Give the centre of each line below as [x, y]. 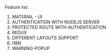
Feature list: [17, 7]
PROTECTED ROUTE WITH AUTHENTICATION [59, 27]
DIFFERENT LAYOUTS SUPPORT [45, 38]
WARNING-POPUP [31, 48]
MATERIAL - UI [27, 17]
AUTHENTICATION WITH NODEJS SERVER [56, 22]
